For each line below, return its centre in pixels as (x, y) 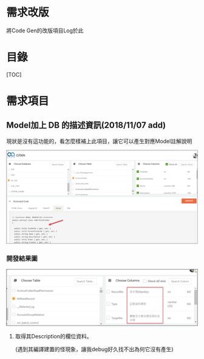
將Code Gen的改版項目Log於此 (45, 30)
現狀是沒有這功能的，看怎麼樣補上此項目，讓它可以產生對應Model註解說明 (99, 141)
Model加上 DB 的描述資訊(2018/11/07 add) (86, 125)
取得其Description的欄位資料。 (53, 336)
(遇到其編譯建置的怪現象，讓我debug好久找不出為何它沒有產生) (94, 349)
